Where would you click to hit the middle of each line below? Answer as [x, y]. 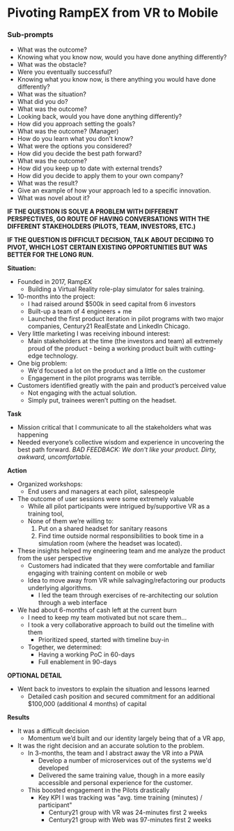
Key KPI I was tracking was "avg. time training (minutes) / [120, 798]
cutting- [205, 349]
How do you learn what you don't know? [75, 139]
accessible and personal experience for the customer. [115, 783]
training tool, [46, 514]
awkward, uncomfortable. [54, 457]
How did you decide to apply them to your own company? [100, 176]
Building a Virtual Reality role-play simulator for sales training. [116, 289]
